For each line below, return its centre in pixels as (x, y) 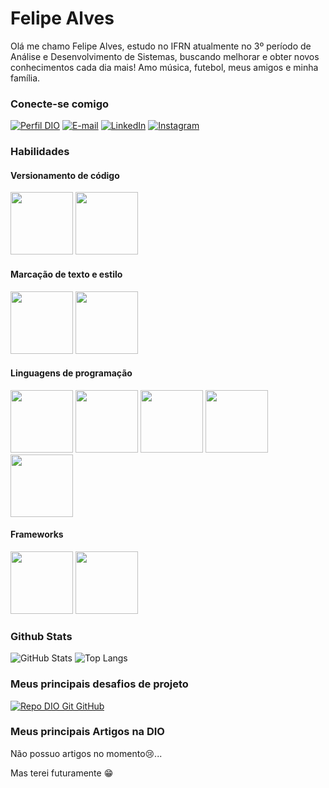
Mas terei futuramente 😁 (62, 773)
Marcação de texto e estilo (66, 274)
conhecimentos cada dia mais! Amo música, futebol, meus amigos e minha (164, 67)
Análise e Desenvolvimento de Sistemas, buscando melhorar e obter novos (165, 56)
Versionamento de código (65, 175)
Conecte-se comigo (60, 104)
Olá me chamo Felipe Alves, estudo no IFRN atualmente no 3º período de (161, 46)
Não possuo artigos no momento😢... (86, 753)
